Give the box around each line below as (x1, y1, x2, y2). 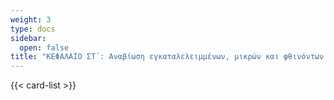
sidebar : (10, 33, 47, 43)
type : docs (10, 24, 56, 34)
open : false (19, 42, 70, 53)
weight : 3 (10, 14, 52, 25)
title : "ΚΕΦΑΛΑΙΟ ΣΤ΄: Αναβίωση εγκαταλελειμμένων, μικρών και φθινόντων (10, 52, 325, 62)
